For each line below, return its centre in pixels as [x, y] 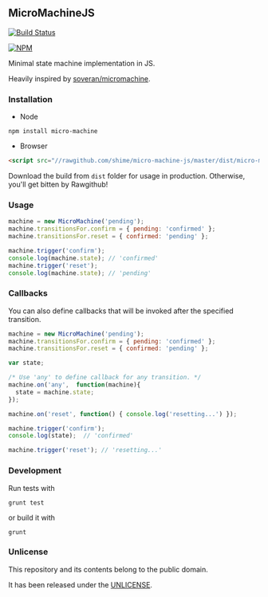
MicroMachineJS [52, 13]
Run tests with [32, 488]
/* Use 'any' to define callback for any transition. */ [105, 378]
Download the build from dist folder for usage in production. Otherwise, [127, 175]
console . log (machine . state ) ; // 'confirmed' [83, 258]
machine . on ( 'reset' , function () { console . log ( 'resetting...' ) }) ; [123, 414]
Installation [31, 99]
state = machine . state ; [55, 392]
